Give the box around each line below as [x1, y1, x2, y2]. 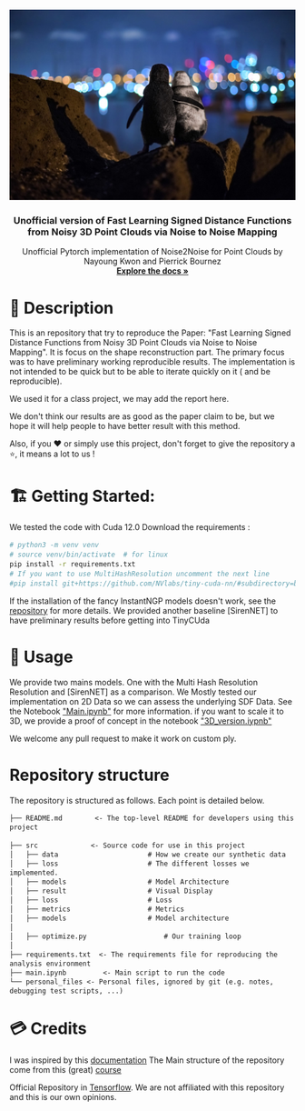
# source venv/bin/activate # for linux [9, 550, 169, 559]
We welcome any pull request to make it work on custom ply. [9, 733, 237, 744]
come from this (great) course [9, 1064, 123, 1075]
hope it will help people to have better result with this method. [9, 421, 241, 432]
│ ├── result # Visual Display [9, 886, 213, 896]
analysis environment [9, 959, 92, 968]
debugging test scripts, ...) [9, 986, 124, 996]
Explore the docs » [116, 265, 189, 276]
